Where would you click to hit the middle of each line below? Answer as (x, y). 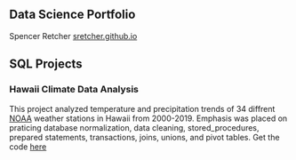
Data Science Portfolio (72, 15)
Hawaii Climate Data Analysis (74, 90)
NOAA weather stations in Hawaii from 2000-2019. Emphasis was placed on (148, 118)
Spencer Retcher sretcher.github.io (73, 36)
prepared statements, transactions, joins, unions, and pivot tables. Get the (144, 137)
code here (28, 147)
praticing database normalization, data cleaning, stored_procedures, (134, 127)
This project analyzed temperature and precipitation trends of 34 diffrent (142, 108)
